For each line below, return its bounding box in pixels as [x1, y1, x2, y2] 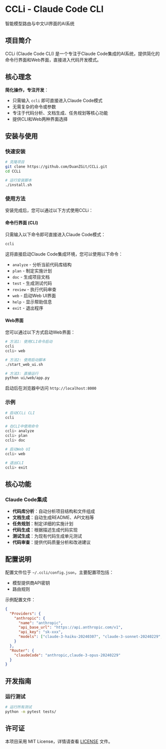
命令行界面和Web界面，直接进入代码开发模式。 [5, 57, 102, 63]
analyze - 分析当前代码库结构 [12, 262, 72, 268]
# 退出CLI [5, 460, 24, 465]
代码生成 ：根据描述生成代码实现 [12, 527, 78, 533]
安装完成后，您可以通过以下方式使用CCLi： [5, 207, 93, 213]
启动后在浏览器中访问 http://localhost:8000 [5, 385, 97, 391]
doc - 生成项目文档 [12, 274, 50, 280]
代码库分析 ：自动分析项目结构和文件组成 [12, 508, 95, 514]
